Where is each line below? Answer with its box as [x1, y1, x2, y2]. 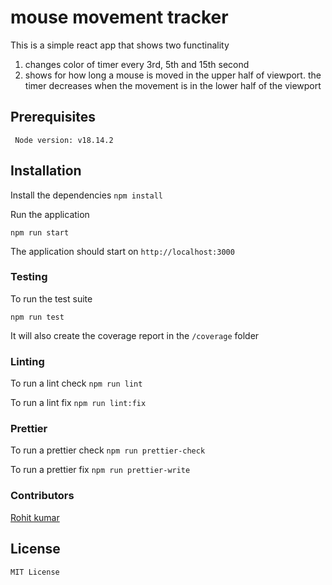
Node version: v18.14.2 [14, 135, 114, 145]
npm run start [10, 227, 70, 238]
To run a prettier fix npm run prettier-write [10, 464, 191, 476]
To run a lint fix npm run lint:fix [10, 397, 147, 409]
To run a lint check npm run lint [10, 377, 143, 390]
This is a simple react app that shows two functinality [10, 39, 230, 51]
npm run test [10, 312, 65, 322]
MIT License [10, 567, 60, 577]
